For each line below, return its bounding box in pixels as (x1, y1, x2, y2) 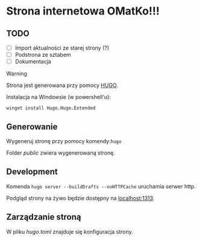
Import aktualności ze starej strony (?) (14, 44, 110, 51)
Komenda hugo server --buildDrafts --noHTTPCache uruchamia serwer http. (6, 182, 196, 190)
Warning (6, 70, 27, 77)
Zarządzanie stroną (6, 212, 81, 222)
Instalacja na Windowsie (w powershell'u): (6, 94, 112, 101)
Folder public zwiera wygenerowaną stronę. (6, 149, 116, 156)
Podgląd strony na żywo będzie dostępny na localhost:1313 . (6, 194, 155, 202)
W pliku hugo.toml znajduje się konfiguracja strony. (6, 228, 134, 235)
